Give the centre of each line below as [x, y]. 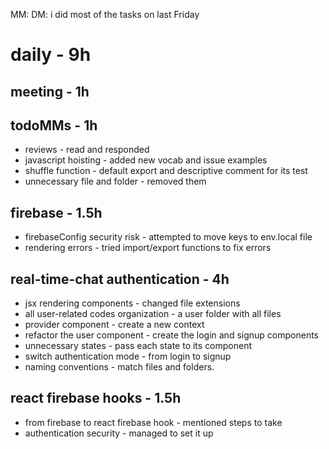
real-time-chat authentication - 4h [120, 279]
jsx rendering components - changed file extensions [132, 303]
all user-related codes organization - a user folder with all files [153, 314]
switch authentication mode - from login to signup [128, 356]
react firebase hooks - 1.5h [96, 398]
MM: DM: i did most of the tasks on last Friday [105, 14]
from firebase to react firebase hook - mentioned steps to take [153, 422]
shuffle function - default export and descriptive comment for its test [166, 171]
